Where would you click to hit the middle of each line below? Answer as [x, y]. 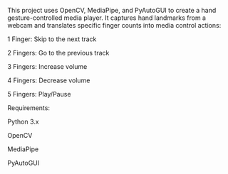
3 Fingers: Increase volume [47, 66]
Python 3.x [23, 121]
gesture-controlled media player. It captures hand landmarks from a [107, 18]
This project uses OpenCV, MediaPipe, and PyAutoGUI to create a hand [112, 10]
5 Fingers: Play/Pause [39, 94]
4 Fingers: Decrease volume [49, 80]
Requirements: [28, 108]
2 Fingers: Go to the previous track [58, 53]
